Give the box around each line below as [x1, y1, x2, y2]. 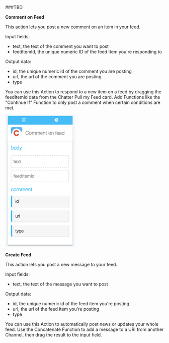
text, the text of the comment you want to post [12, 43, 109, 49]
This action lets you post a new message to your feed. [5, 262, 117, 267]
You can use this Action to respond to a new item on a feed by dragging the [5, 89, 162, 95]
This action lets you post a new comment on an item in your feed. [5, 24, 141, 30]
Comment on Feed [5, 14, 44, 20]
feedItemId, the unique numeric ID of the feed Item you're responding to [12, 49, 162, 54]
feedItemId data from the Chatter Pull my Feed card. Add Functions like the [5, 94, 160, 100]
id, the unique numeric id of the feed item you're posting [12, 301, 130, 307]
